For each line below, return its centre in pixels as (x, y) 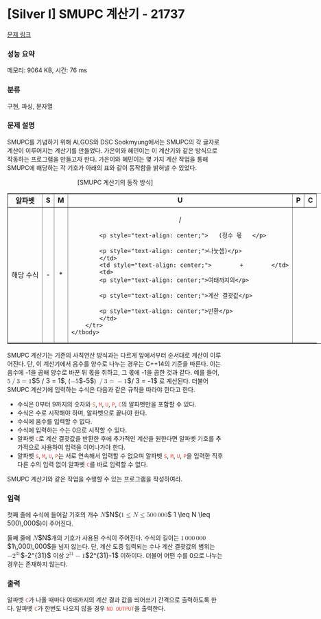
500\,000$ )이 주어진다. (40, 523)
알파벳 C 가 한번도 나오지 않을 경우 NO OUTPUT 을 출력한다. (91, 609)
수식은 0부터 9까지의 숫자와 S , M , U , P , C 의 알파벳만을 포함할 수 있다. (107, 404)
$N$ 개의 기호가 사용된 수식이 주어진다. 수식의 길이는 (108, 538)
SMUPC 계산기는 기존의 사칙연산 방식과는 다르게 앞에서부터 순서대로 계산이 (108, 355)
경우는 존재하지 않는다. (37, 564)
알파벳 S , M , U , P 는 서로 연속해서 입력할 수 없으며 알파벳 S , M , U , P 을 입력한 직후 (120, 455)
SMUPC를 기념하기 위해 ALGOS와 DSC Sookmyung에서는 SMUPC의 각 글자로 (114, 142)
